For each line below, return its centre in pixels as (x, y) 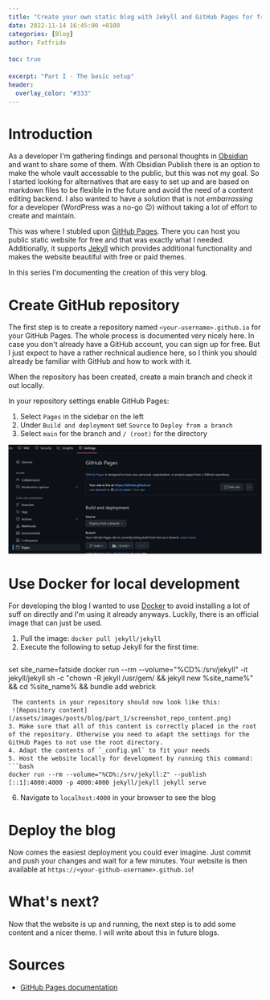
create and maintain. (42, 216)
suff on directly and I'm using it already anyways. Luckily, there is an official (133, 614)
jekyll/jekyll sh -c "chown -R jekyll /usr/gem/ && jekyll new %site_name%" (131, 678)
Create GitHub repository (94, 305)
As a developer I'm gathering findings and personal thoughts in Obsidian (128, 156)
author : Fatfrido (37, 43)
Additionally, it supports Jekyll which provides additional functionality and (130, 248)
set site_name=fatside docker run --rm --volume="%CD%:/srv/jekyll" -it (128, 670)
